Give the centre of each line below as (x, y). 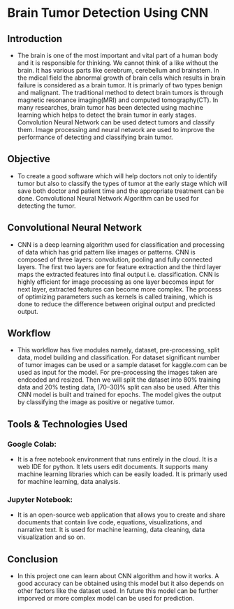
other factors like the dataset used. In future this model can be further (118, 591)
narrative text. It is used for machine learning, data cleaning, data (111, 530)
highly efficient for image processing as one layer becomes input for (116, 282)
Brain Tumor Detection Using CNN (108, 13)
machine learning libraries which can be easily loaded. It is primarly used (122, 474)
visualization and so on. (51, 537)
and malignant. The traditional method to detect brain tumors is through (120, 93)
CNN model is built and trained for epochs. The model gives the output (119, 395)
